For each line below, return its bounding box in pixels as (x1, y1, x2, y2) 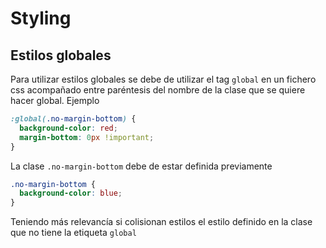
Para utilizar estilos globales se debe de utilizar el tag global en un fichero (10, 73, 317, 85)
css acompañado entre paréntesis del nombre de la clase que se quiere (10, 84, 306, 96)
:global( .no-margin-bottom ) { (10, 114, 137, 124)
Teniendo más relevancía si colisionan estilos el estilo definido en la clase (10, 216, 313, 228)
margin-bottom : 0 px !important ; (19, 132, 155, 142)
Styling (10, 7, 72, 30)
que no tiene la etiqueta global (10, 227, 137, 239)
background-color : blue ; (19, 188, 123, 199)
